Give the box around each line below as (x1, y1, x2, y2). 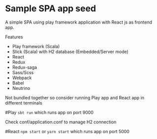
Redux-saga (12, 64, 37, 70)
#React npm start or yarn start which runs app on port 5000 (5, 128, 129, 134)
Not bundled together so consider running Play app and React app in (5, 94, 144, 101)
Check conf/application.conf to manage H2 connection (5, 119, 117, 125)
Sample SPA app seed (5, 3, 96, 14)
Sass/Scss (12, 69, 34, 75)
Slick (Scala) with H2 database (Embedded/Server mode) (12, 49, 129, 55)
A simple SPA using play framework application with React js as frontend (5, 19, 153, 25)
